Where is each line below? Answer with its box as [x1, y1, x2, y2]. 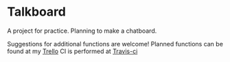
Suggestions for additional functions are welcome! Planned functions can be [7, 40, 223, 48]
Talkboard [7, 4, 67, 20]
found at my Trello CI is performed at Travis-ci [7, 47, 138, 55]
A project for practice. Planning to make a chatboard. [7, 27, 157, 35]
